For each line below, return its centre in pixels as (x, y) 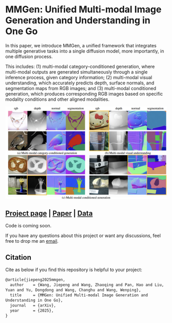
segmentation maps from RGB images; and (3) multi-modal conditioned (81, 88)
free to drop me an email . (32, 241)
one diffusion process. (29, 56)
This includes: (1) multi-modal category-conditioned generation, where (80, 66)
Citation (18, 257)
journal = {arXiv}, (33, 306)
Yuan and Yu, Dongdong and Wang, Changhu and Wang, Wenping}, (73, 290)
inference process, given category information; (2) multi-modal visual (79, 77)
